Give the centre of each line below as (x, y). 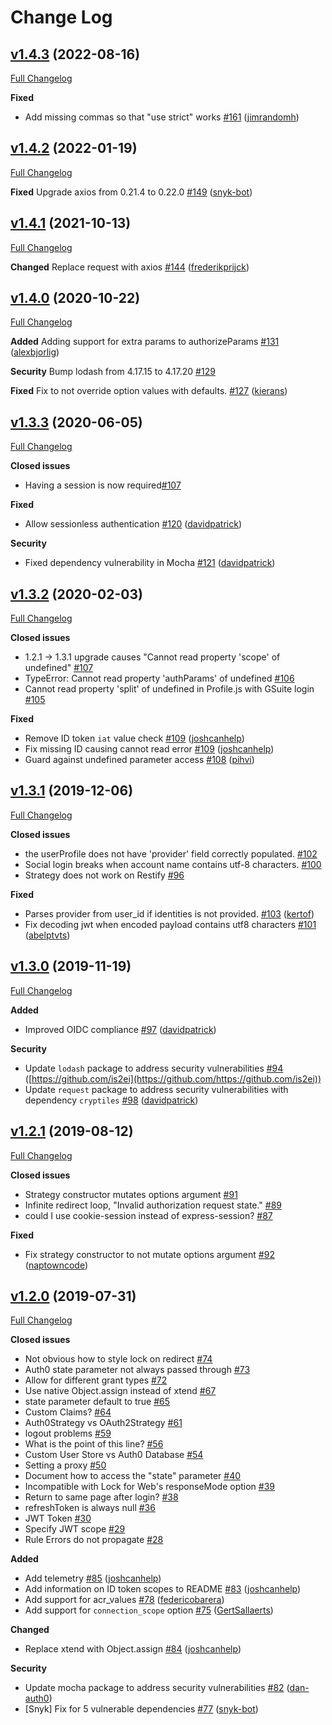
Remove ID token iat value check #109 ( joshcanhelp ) (134, 738)
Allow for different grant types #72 (96, 1380)
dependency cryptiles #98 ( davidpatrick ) (111, 1100)
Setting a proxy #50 (65, 1465)
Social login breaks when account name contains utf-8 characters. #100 (173, 864)
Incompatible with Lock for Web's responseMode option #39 (150, 1487)
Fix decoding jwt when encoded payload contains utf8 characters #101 (170, 924)
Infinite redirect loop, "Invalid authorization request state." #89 (153, 1205)
